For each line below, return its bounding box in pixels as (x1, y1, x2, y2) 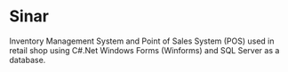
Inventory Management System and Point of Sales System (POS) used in (9, 36, 275, 46)
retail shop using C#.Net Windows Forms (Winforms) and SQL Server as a (9, 44, 280, 55)
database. (9, 54, 46, 65)
